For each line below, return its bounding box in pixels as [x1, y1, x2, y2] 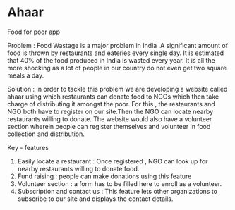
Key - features [7, 143, 49, 152]
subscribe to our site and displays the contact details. [17, 194, 174, 203]
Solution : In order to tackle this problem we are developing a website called [7, 85, 228, 93]
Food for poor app [7, 27, 60, 36]
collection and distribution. [7, 130, 85, 138]
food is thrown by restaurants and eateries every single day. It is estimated [7, 49, 224, 57]
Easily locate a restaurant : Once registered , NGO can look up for [17, 156, 208, 166]
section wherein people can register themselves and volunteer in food [7, 122, 211, 130]
